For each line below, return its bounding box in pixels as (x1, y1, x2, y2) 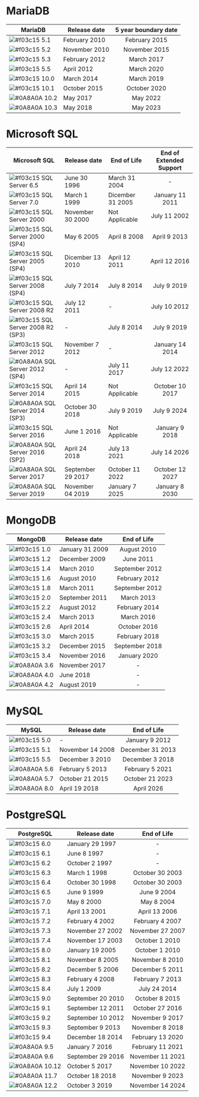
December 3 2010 (59, 755, 111, 763)
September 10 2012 (67, 1013, 124, 1021)
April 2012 (63, 64, 94, 73)
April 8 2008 (108, 232, 144, 240)
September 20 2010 (67, 994, 124, 1002)
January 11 (153, 190, 187, 199)
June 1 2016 (64, 427, 101, 435)
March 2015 (59, 632, 95, 640)
